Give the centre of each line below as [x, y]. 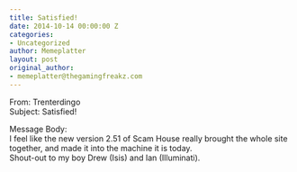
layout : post [34, 59]
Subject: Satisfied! [43, 111]
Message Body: [38, 129]
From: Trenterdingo [45, 102]
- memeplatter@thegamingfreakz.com [76, 77]
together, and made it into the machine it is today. [101, 148]
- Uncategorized [40, 43]
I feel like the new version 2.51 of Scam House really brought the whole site [148, 138]
